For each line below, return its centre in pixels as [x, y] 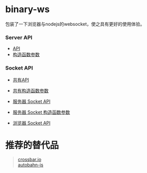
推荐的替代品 [32, 145]
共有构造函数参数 [31, 90]
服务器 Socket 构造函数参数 [41, 112]
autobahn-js [31, 165]
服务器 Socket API [32, 101]
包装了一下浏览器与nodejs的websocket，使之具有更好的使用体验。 [75, 24]
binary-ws [27, 9]
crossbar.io [30, 160]
